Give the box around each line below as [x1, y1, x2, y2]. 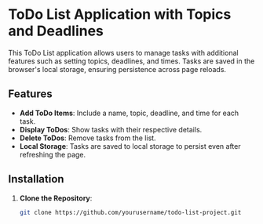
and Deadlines [8, 22, 104, 40]
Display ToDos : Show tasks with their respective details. [19, 125, 203, 134]
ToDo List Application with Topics [8, 5, 232, 23]
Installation [8, 172, 64, 186]
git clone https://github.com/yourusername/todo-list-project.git [19, 208, 242, 216]
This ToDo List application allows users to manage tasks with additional [8, 48, 239, 57]
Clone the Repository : [19, 193, 93, 203]
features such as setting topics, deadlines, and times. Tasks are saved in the [8, 56, 255, 66]
